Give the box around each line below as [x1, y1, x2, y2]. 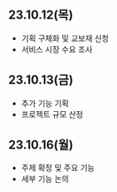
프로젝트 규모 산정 [20, 108, 83, 119]
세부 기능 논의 [20, 173, 69, 184]
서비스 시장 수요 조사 [20, 44, 93, 54]
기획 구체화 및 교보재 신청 [20, 33, 110, 44]
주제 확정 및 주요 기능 [20, 163, 95, 173]
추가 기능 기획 [20, 98, 69, 108]
